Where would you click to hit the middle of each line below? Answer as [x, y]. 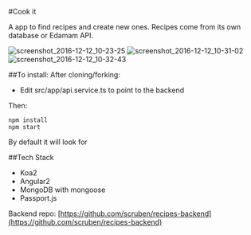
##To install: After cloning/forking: [65, 74]
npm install [28, 120]
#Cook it [22, 12]
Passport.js [38, 198]
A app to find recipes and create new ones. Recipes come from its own [125, 27]
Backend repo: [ [35, 213]
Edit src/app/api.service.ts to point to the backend [102, 90]
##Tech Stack [31, 157]
